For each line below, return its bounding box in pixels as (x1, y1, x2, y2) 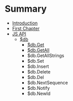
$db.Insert (27, 63, 49, 69)
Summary (5, 3, 47, 15)
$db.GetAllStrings (27, 52, 64, 59)
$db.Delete (27, 68, 51, 74)
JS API (12, 31, 26, 37)
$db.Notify (27, 85, 50, 91)
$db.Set (27, 58, 44, 64)
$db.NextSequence (27, 80, 68, 86)
